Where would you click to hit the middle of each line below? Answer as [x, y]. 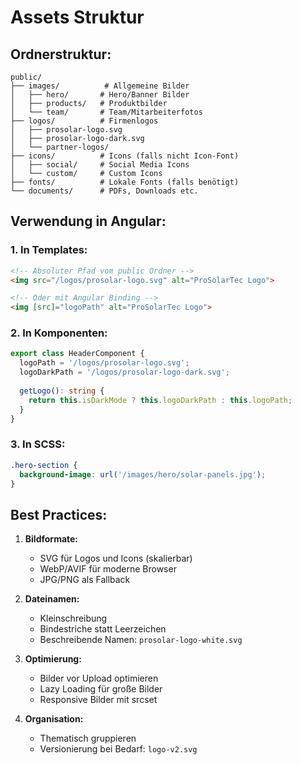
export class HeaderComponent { [77, 354]
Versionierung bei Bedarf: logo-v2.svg [118, 749]
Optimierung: [53, 659]
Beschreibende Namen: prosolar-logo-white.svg [141, 640]
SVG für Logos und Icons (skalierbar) [116, 558]
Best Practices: [59, 514]
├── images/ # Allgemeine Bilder [100, 86]
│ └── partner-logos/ [60, 147]
